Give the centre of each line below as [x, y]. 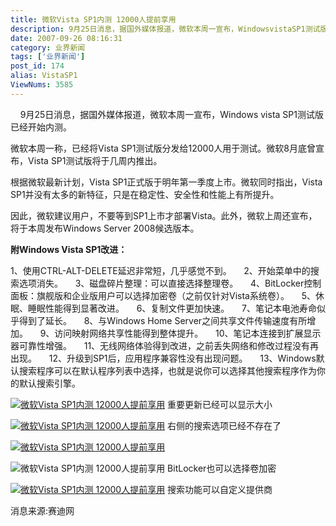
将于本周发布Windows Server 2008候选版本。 [105, 228]
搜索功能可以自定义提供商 [220, 489]
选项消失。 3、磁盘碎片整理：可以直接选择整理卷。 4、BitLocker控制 [170, 283]
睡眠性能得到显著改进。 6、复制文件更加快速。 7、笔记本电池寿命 [172, 308]
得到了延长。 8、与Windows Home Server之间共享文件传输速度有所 [163, 320]
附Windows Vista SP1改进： [69, 249]
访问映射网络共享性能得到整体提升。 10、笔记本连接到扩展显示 [188, 333]
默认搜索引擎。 [49, 383]
